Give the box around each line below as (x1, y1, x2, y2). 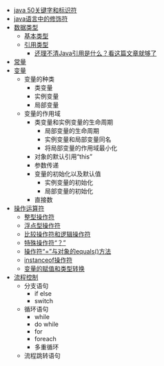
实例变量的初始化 (44, 179, 94, 186)
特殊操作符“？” (23, 238, 66, 247)
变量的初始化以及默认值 (34, 170, 101, 178)
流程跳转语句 (23, 352, 61, 360)
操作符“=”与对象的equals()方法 (23, 247, 112, 255)
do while (34, 320, 59, 328)
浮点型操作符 (23, 221, 61, 230)
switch (34, 297, 54, 305)
